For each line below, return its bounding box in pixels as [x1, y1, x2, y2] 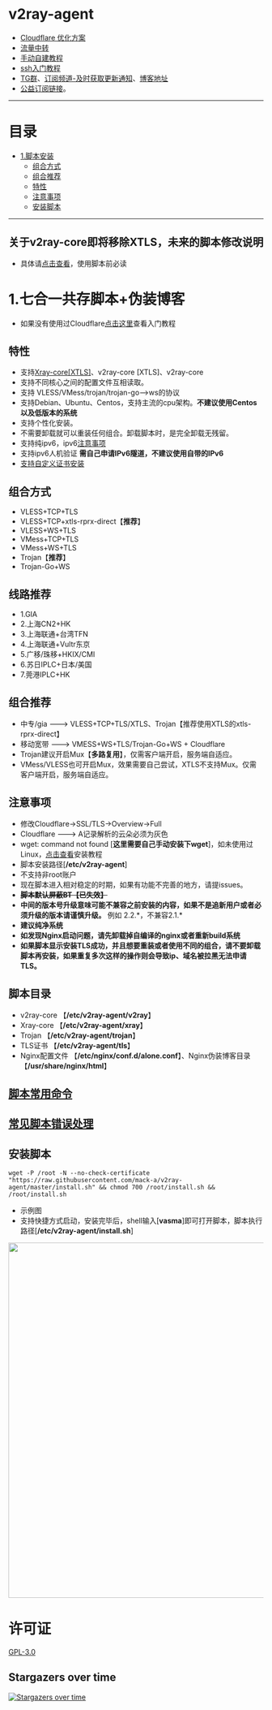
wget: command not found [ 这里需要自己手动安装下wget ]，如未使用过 [19, 839, 253, 849]
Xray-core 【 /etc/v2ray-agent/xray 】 [19, 1020, 147, 1030]
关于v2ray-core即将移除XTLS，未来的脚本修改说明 [8, 235, 264, 249]
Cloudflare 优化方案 [19, 32, 87, 42]
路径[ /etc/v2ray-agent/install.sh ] [19, 1226, 134, 1236]
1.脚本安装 [19, 151, 54, 161]
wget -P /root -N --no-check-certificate [8, 1169, 151, 1177]
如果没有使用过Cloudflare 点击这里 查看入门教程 [19, 318, 176, 328]
